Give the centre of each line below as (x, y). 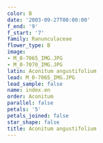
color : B (20, 13)
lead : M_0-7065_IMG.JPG (41, 77)
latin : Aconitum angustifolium (52, 71)
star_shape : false (33, 122)
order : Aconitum (30, 97)
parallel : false (30, 103)
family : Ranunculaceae (39, 39)
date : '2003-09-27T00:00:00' (49, 20)
